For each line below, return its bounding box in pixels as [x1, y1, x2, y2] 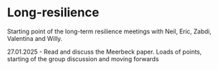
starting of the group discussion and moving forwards [7, 54, 159, 63]
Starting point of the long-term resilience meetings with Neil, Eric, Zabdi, [7, 27, 212, 35]
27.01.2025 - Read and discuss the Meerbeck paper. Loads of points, [7, 48, 202, 56]
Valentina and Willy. [7, 34, 63, 42]
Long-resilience [7, 5, 99, 20]
